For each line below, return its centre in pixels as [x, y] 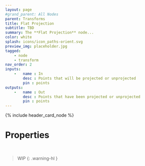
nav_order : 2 [19, 65]
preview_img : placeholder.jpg [36, 46]
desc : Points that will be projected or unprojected [79, 78]
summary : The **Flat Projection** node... [49, 33]
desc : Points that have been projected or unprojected [82, 97]
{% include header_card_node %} [40, 115]
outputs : [14, 87]
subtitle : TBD [20, 28]
